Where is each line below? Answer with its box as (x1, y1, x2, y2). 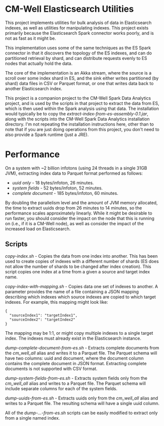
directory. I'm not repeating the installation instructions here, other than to (5, 121, 154, 127)
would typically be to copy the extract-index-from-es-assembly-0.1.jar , (5, 110, 148, 116)
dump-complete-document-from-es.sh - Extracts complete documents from (5, 345, 160, 350)
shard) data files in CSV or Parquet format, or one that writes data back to (5, 80, 154, 86)
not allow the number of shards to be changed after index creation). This (5, 264, 152, 269)
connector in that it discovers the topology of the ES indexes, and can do (5, 50, 152, 56)
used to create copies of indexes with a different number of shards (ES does (5, 258, 159, 264)
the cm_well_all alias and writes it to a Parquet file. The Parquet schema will (5, 350, 158, 356)
